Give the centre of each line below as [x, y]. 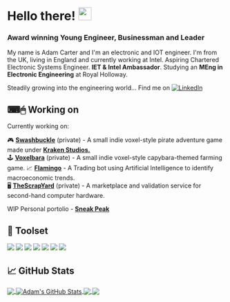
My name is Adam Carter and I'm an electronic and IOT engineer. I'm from [112, 52]
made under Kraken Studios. [49, 150]
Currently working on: [38, 126]
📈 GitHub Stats [41, 271]
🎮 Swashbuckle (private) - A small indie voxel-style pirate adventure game [115, 140]
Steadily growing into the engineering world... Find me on [89, 88]
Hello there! [41, 16]
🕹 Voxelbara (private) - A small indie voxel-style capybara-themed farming [115, 158]
